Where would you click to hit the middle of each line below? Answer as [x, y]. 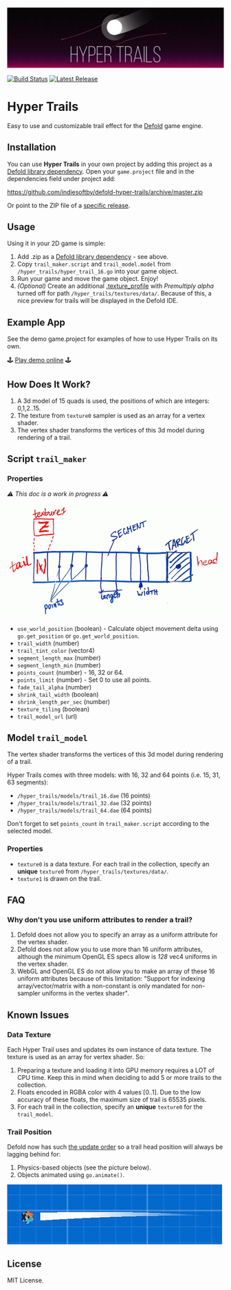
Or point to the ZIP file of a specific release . [69, 205]
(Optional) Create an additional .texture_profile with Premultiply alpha [115, 286]
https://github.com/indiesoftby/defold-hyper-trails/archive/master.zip [105, 192]
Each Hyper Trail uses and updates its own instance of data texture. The [109, 1050]
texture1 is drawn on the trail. [59, 878]
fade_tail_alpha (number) [54, 687]
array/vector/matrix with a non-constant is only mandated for [103, 986]
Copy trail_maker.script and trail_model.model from [94, 264]
